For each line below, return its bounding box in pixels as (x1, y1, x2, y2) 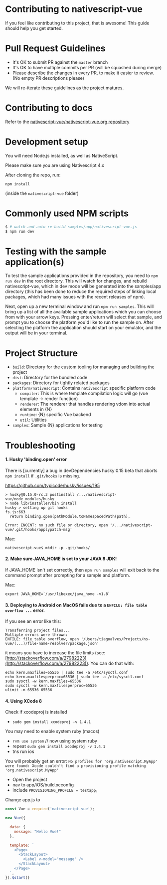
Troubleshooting (5, 440, 76, 451)
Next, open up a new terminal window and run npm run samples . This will (5, 303, 154, 309)
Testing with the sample (5, 246, 107, 257)
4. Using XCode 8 (5, 698, 42, 704)
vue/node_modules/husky (5, 496, 55, 501)
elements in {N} (19, 406, 52, 412)
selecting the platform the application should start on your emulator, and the (5, 325, 162, 331)
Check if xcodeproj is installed (5, 709, 67, 715)
